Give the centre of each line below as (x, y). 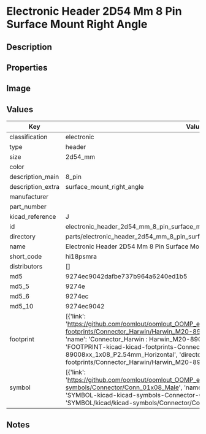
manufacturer (29, 197)
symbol (20, 387)
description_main (34, 177)
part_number (28, 207)
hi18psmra (81, 257)
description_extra (35, 187)
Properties (27, 68)
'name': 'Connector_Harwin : (107, 340)
